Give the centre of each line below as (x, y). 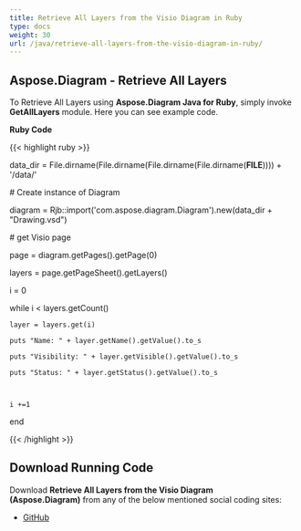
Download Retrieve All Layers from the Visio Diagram (111, 490)
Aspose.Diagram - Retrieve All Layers (119, 80)
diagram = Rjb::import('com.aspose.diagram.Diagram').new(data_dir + (141, 210)
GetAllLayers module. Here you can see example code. (114, 112)
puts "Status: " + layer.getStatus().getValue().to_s (114, 373)
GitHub (36, 517)
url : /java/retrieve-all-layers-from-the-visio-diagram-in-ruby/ (136, 43)
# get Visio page (40, 237)
